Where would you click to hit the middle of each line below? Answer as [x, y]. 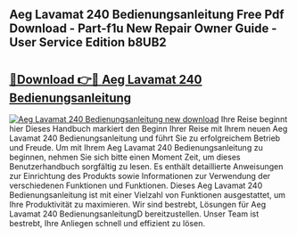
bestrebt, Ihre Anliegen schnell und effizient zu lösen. [107, 223]
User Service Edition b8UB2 [88, 42]
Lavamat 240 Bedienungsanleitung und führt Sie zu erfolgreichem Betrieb [145, 138]
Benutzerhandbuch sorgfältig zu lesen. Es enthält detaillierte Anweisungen [146, 167]
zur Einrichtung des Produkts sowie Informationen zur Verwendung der [140, 176]
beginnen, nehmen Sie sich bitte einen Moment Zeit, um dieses [125, 157]
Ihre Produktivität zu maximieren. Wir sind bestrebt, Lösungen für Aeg [137, 204]
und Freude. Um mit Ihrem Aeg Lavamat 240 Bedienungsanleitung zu [136, 147]
